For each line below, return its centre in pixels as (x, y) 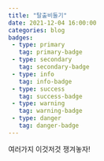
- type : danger (36, 118)
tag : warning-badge (50, 111)
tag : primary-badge (50, 52)
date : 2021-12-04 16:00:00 (52, 23)
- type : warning (38, 103)
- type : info (33, 74)
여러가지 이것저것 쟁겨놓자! (49, 149)
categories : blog (37, 30)
